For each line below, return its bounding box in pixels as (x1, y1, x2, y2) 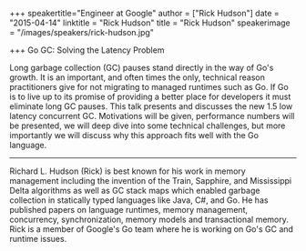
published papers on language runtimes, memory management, (9, 205, 249, 215)
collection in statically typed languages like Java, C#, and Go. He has (9, 195, 269, 206)
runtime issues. (9, 234, 67, 244)
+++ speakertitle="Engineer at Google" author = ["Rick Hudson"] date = (9, 8, 280, 18)
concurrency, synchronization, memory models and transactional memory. (9, 214, 289, 225)
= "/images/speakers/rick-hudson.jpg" (9, 27, 155, 37)
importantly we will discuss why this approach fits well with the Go (9, 130, 260, 140)
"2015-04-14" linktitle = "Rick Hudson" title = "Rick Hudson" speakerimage (9, 17, 291, 28)
